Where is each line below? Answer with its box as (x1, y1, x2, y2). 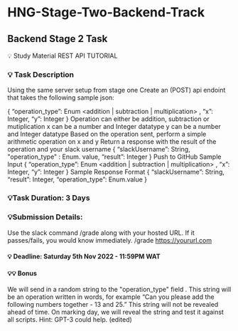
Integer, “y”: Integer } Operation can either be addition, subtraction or (7, 115, 210, 123)
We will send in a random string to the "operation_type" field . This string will (7, 285, 232, 294)
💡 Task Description (7, 69, 75, 79)
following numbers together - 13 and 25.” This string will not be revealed (7, 300, 219, 309)
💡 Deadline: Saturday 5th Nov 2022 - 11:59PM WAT (7, 252, 161, 261)
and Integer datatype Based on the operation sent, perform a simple (7, 130, 207, 139)
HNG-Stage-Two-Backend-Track (7, 4, 205, 21)
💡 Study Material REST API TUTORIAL (7, 51, 118, 60)
